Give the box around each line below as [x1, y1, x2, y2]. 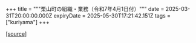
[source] [5, 30, 27, 38]
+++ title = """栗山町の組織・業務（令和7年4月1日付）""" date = [5, 5, 165, 12]
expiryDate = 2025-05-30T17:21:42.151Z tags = [53, 12, 171, 19]
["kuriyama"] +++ [5, 19, 50, 25]
